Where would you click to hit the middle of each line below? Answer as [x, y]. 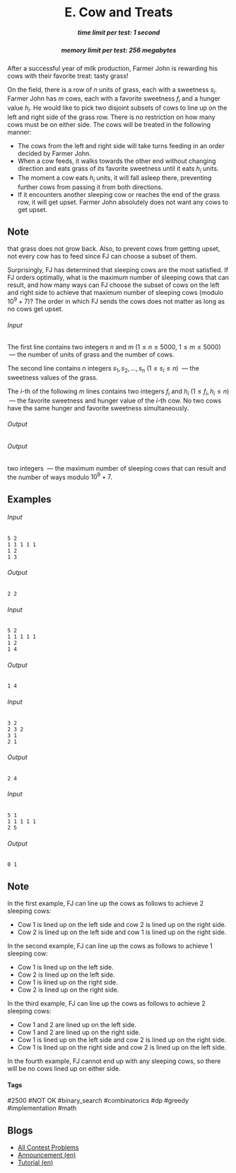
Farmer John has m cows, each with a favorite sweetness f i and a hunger [114, 100]
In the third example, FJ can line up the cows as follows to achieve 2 [107, 1004]
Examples [29, 499]
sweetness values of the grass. [53, 377]
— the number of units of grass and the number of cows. [92, 354]
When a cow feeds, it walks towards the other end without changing [117, 161]
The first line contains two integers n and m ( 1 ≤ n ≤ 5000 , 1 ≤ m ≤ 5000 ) [114, 347]
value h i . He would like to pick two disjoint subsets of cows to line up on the [117, 108]
